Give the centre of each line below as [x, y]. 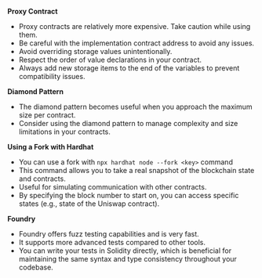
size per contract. [47, 115]
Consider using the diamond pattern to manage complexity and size [128, 123]
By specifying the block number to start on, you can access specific [129, 195]
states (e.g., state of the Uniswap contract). [89, 204]
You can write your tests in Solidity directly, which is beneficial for [125, 251]
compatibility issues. [52, 76]
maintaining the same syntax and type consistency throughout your [127, 259]
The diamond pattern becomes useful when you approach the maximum [135, 107]
